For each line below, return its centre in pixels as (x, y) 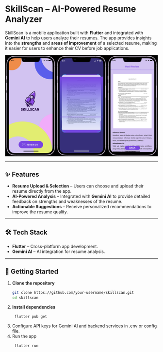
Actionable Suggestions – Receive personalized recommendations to (82, 207)
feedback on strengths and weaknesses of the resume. (67, 201)
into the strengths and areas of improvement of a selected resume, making (81, 43)
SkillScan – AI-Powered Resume (71, 9)
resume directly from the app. (42, 191)
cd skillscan (25, 298)
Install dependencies (34, 307)
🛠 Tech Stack (26, 232)
